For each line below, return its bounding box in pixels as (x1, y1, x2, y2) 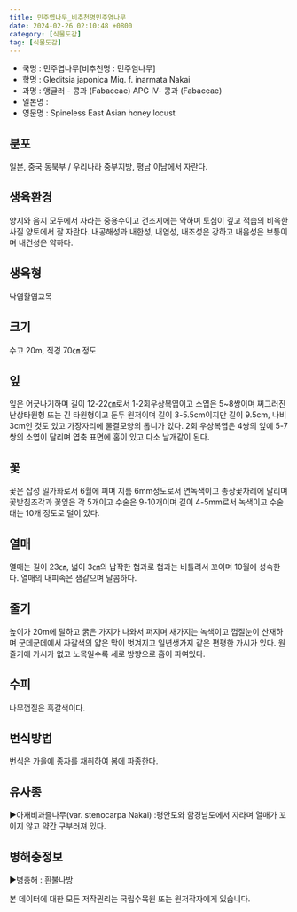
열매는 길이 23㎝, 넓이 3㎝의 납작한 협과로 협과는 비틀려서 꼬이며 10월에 (9, 561, 257, 572)
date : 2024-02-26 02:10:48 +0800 (9, 21, 133, 30)
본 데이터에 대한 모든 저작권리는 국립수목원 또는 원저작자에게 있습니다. (9, 893, 251, 904)
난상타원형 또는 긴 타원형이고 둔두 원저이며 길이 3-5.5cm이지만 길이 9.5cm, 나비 (9, 409, 287, 420)
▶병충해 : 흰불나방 (9, 875, 74, 884)
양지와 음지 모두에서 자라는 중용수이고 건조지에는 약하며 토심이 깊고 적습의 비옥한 (9, 215, 289, 226)
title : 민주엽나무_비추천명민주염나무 (9, 12, 127, 22)
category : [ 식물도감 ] (9, 29, 82, 38)
